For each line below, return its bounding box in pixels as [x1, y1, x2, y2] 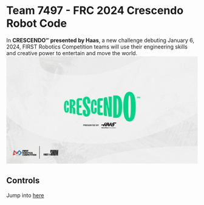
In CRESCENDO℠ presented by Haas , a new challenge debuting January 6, [6, 36, 195, 44]
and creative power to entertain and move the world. [6, 49, 138, 56]
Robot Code [6, 16, 67, 30]
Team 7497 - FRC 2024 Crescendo [6, 4, 184, 18]
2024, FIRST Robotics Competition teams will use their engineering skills [6, 43, 188, 50]
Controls [6, 175, 40, 186]
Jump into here [6, 192, 44, 199]
